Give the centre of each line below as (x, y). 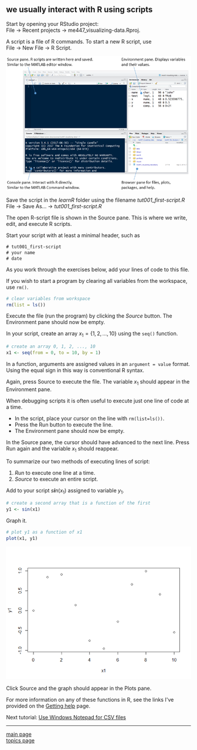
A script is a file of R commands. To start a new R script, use (79, 41)
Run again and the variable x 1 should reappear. (62, 449)
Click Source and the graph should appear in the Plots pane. (79, 688)
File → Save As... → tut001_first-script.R (54, 206)
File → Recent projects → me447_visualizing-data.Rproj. (73, 30)
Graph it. (17, 521)
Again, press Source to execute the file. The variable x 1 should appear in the (98, 382)
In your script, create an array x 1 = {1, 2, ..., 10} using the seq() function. (92, 334)
